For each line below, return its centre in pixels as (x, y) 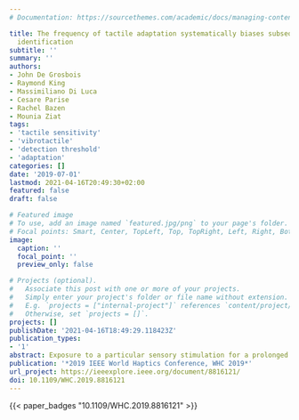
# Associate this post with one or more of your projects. (125, 289)
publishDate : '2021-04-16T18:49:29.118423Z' (93, 330)
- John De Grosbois (45, 75)
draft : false (33, 199)
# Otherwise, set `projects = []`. (79, 314)
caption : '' (40, 248)
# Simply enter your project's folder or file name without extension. (149, 297)
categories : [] (37, 166)
